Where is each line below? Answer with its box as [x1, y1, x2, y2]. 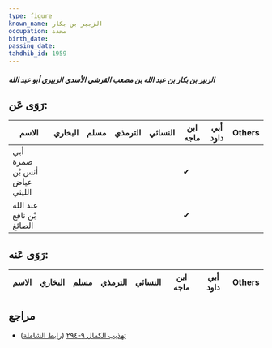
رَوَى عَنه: [8, 247, 49, 261]
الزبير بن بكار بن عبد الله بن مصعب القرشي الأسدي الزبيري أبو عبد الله [8, 75, 215, 84]
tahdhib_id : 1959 [8, 49, 67, 58]
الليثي [12, 187, 32, 198]
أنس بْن [12, 166, 39, 178]
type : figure [8, 11, 53, 20]
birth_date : [8, 34, 49, 43]
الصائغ [12, 220, 34, 231]
